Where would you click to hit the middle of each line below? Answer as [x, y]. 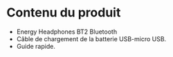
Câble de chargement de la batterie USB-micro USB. [91, 38]
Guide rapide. [36, 46]
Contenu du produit [64, 13]
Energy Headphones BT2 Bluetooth [67, 32]
